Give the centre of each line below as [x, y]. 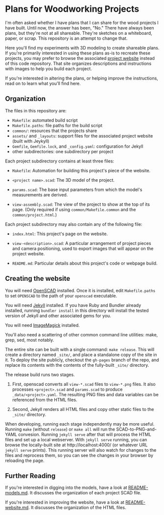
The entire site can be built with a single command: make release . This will [80, 349]
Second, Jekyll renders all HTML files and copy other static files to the [83, 409]
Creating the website [38, 279]
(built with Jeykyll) [31, 141]
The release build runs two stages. [40, 375]
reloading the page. [25, 461]
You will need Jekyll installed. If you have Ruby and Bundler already [73, 305]
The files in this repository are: [36, 110]
